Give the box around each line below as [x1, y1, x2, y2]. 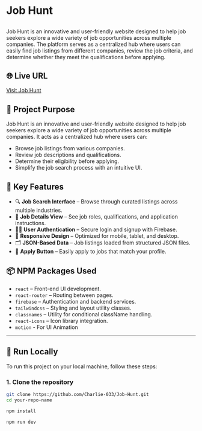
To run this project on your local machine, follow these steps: [6, 363, 158, 370]
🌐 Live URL [6, 71, 48, 81]
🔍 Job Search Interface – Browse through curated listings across [14, 198, 178, 205]
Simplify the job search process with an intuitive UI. [14, 164, 142, 171]
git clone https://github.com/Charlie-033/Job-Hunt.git [6, 391, 149, 397]
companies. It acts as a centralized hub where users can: [6, 133, 148, 141]
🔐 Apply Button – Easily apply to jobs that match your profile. [14, 248, 167, 255]
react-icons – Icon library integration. [14, 317, 108, 324]
